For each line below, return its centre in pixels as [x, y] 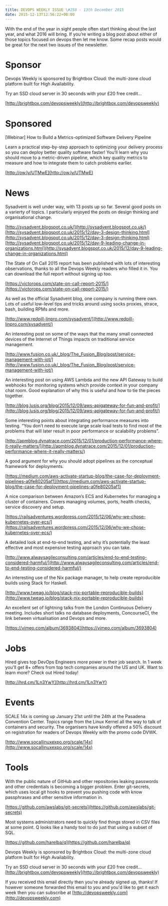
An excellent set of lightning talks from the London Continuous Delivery [79, 607]
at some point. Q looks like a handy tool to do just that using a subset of [79, 827]
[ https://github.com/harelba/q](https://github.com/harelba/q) [68, 842]
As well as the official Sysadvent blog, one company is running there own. [81, 298]
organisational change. [29, 217]
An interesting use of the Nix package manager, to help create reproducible [83, 577]
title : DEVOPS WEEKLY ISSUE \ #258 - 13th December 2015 [64, 10]
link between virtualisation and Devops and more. [56, 618]
